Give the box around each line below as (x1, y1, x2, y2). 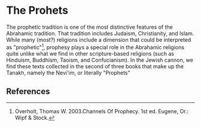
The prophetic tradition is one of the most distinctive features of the (6, 23, 173, 31)
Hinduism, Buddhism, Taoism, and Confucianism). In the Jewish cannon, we (6, 56, 193, 63)
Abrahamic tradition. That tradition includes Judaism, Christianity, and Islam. (6, 29, 194, 37)
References (6, 86, 50, 96)
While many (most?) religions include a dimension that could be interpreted (6, 36, 191, 43)
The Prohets (6, 4, 69, 17)
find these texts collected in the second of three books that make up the (6, 62, 184, 69)
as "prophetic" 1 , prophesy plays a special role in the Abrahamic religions (6, 43, 184, 51)
